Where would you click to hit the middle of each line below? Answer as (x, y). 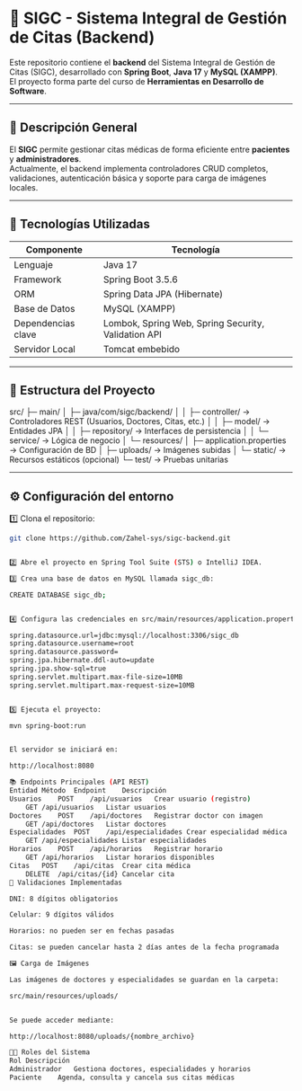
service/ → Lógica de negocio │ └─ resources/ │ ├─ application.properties (148, 440)
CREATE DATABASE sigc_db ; (58, 595)
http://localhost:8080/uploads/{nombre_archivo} (102, 1036)
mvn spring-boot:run (48, 726)
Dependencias (44, 323)
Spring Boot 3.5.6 (140, 279)
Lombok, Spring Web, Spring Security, (184, 323)
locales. (24, 187)
